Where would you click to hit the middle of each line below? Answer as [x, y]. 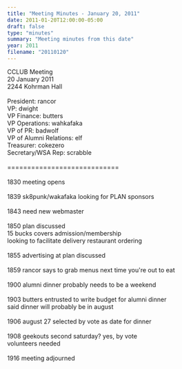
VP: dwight [23, 108]
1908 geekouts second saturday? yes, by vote [72, 336]
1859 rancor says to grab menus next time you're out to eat [91, 269]
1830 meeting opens [36, 182]
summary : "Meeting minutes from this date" [71, 39]
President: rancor [32, 101]
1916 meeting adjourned [41, 358]
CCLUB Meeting [30, 72]
